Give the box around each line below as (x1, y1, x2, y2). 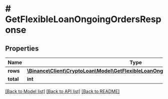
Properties (5, 44, 39, 52)
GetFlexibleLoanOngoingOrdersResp (5, 13, 161, 25)
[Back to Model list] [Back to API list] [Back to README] (5, 88, 120, 94)
